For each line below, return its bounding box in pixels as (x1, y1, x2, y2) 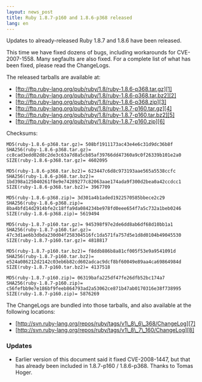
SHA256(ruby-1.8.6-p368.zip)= (6, 200, 84, 206)
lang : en (6, 20, 29, 26)
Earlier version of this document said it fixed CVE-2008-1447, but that (15, 355, 190, 363)
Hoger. (15, 369, 32, 376)
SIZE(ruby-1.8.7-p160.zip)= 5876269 (6, 291, 99, 297)
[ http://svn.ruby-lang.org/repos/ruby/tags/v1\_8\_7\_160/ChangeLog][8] (15, 326, 195, 334)
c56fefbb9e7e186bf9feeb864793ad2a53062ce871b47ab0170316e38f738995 (6, 286, 182, 292)
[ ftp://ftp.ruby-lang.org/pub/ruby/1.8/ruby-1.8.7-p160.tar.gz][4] (15, 105, 172, 112)
